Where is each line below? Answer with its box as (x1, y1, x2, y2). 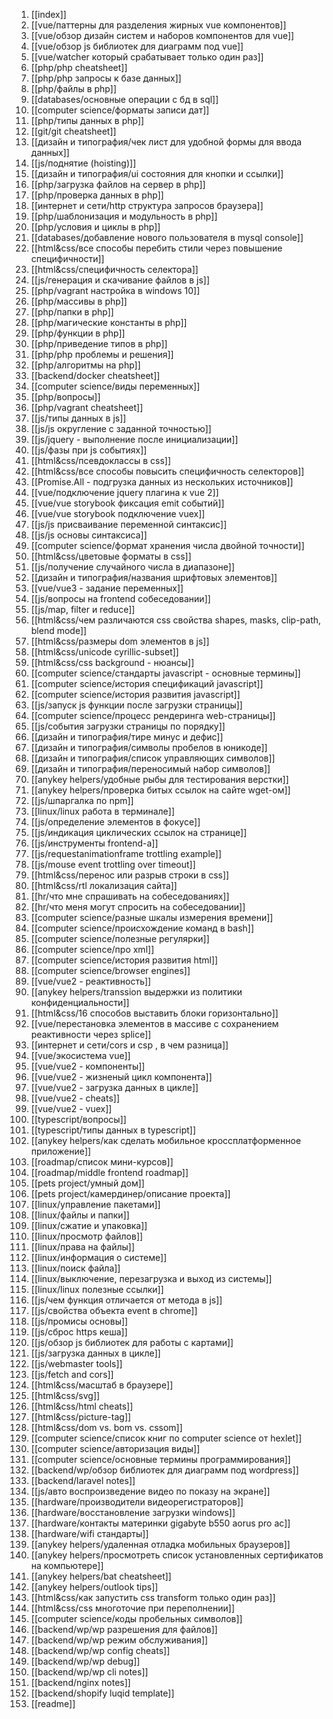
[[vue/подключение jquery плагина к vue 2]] (30, 487, 219, 498)
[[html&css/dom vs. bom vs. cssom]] (30, 1422, 183, 1433)
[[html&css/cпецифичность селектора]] (30, 264, 199, 275)
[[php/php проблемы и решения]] (30, 349, 174, 360)
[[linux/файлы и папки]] (30, 1209, 130, 1221)
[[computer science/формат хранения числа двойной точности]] (30, 540, 305, 551)
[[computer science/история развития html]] (30, 954, 219, 966)
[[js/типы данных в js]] (30, 412, 127, 424)
